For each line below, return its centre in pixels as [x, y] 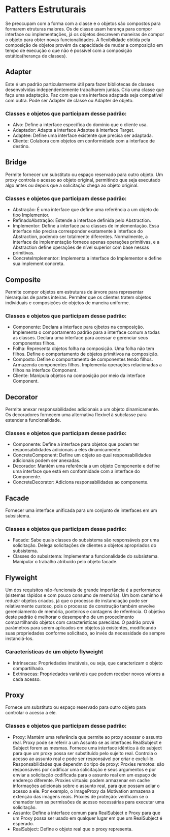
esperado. [23, 823]
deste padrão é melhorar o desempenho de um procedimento [70, 617]
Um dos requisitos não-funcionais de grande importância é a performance [83, 590]
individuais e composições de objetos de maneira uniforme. [68, 302]
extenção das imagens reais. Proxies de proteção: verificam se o [80, 796]
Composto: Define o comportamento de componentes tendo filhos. [83, 359]
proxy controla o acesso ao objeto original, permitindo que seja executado [83, 180]
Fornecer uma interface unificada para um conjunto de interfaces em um [81, 510]
